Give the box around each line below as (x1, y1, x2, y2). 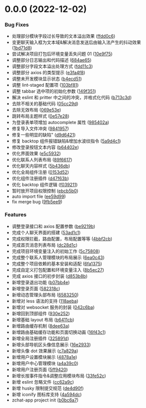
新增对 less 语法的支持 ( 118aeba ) (11, 298, 78, 304)
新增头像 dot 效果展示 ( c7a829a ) (11, 348, 78, 354)
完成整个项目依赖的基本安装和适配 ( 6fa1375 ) (11, 261, 102, 267)
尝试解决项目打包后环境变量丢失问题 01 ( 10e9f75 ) (11, 51, 113, 57)
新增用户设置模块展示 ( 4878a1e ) (11, 354, 77, 360)
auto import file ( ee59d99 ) (11, 193, 66, 200)
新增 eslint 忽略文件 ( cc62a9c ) (11, 379, 74, 385)
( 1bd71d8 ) (11, 45, 32, 51)
